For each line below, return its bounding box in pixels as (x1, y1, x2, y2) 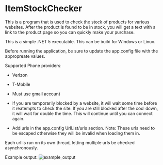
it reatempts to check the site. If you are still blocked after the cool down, (12, 105, 158, 111)
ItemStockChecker (5, 3, 82, 14)
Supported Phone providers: (5, 63, 62, 68)
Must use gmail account (12, 91, 61, 97)
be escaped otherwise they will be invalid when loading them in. (12, 130, 141, 136)
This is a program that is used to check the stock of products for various (5, 19, 149, 25)
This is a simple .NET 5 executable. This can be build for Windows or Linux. (5, 38, 156, 44)
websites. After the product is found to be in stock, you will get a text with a (5, 24, 156, 30)
